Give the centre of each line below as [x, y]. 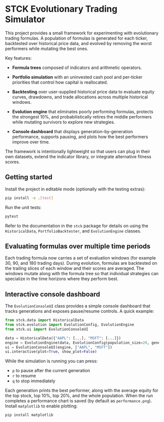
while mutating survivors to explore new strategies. [63, 122]
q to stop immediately [34, 381]
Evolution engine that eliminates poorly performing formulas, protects [83, 112]
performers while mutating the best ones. [47, 48]
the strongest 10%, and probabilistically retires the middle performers [82, 117]
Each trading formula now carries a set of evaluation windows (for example [81, 258]
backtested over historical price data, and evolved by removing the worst [79, 43]
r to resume [24, 376]
